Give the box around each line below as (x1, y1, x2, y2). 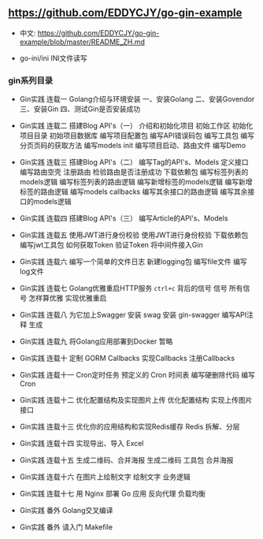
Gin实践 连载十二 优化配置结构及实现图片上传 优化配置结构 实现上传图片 (19, 396, 253, 405)
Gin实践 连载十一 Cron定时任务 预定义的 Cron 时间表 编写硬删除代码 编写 (19, 370, 256, 380)
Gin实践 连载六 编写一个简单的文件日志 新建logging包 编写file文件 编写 (19, 257, 247, 266)
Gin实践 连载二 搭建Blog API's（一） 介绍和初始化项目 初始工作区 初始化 (19, 121, 254, 131)
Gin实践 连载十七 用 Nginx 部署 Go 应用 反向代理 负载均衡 (19, 489, 206, 499)
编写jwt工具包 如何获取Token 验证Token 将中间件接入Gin (19, 240, 203, 250)
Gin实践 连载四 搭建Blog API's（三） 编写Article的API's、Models (19, 214, 228, 223)
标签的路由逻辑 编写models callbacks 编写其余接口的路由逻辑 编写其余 (19, 187, 248, 196)
